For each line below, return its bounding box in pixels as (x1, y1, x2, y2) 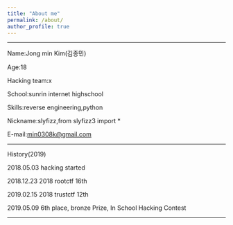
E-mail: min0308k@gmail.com (7, 130, 92, 138)
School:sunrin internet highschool (7, 90, 104, 98)
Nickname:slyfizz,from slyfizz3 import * (7, 117, 121, 125)
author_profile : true (7, 23, 70, 30)
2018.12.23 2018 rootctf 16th (7, 177, 88, 186)
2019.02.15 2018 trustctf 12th (7, 190, 89, 199)
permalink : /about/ (7, 17, 64, 24)
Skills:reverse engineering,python (7, 103, 103, 111)
